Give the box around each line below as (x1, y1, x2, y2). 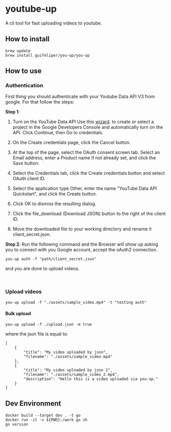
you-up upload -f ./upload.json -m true (5, 322, 93, 327)
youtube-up (5, 3, 57, 15)
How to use (5, 67, 42, 76)
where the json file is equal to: (5, 330, 69, 337)
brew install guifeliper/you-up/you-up (5, 53, 90, 58)
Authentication (5, 82, 43, 89)
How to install (5, 35, 50, 43)
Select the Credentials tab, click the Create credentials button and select (12, 170, 165, 176)
